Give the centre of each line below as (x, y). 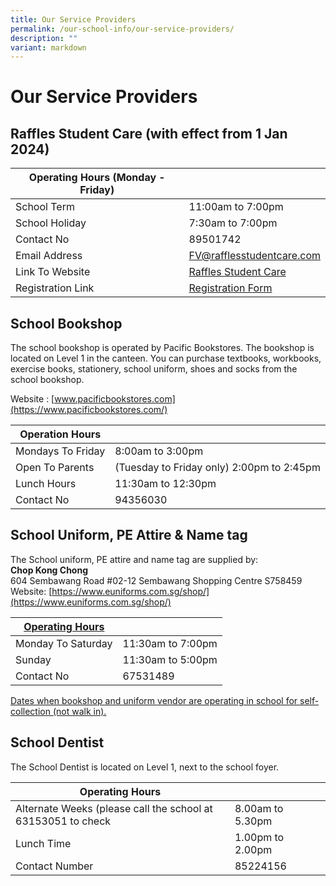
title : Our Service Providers (73, 19)
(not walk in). (79, 711)
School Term (45, 207)
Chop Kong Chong (49, 570)
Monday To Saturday (64, 643)
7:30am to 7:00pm (233, 223)
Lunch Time (43, 843)
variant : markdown (48, 47)
